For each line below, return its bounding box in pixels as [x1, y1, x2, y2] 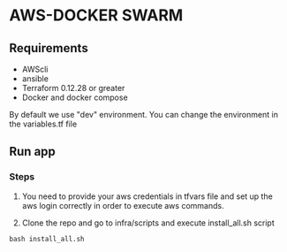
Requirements [9, 41, 88, 56]
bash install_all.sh [9, 234, 86, 243]
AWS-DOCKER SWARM [9, 5, 184, 26]
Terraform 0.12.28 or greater [21, 83, 125, 93]
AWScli [21, 64, 49, 74]
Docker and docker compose [21, 92, 128, 103]
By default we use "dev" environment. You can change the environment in [9, 110, 278, 119]
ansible [21, 73, 49, 84]
